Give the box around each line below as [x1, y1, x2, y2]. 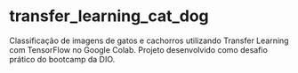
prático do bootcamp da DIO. [9, 54, 116, 64]
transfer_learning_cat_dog [9, 6, 209, 26]
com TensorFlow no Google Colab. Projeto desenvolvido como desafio [9, 44, 269, 55]
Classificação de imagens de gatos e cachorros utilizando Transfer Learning [9, 35, 289, 46]
